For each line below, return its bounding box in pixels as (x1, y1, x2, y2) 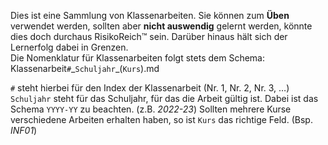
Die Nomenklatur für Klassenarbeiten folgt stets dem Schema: (10, 52, 266, 64)
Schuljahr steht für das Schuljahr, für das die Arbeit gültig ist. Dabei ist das (10, 93, 319, 104)
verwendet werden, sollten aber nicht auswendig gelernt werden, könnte (10, 20, 313, 32)
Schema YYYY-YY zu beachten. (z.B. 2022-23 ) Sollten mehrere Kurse (10, 103, 292, 115)
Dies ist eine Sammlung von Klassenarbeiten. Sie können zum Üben (10, 10, 290, 21)
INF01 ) (10, 125, 38, 136)
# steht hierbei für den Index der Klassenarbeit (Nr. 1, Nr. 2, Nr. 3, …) (10, 82, 290, 94)
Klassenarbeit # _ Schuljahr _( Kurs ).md (10, 63, 160, 74)
